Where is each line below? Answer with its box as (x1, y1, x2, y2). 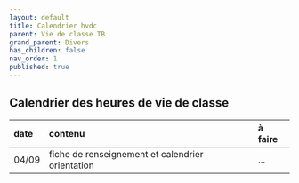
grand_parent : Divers (9, 37, 90, 47)
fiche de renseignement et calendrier (48, 147, 204, 160)
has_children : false (9, 46, 86, 55)
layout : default (9, 12, 69, 22)
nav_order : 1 (9, 54, 58, 63)
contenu (48, 127, 85, 139)
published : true (9, 63, 69, 72)
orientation (48, 159, 95, 171)
